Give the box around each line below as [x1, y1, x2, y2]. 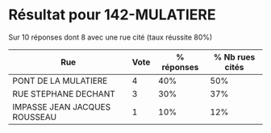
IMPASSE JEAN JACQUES [12, 101, 111, 112]
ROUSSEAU [12, 111, 57, 123]
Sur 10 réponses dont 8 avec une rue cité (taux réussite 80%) [8, 32, 213, 42]
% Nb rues [213, 51, 256, 62]
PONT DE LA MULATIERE [12, 75, 108, 86]
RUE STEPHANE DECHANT [12, 88, 115, 99]
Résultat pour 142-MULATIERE [8, 6, 216, 24]
